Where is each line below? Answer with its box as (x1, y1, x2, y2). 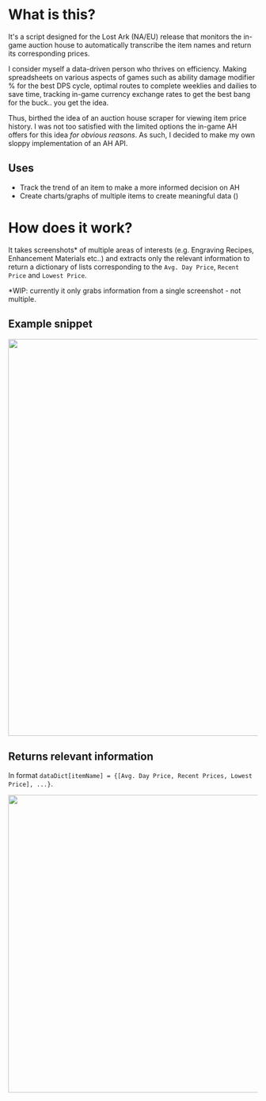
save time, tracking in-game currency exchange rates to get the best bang (8, 89, 251, 98)
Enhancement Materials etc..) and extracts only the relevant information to (8, 253, 251, 263)
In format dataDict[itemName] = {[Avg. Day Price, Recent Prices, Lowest (8, 771, 253, 780)
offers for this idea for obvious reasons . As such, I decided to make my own (8, 129, 256, 140)
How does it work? (8, 218, 133, 237)
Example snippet (8, 318, 93, 331)
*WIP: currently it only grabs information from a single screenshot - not (8, 286, 241, 295)
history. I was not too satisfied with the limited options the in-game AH (8, 121, 237, 131)
